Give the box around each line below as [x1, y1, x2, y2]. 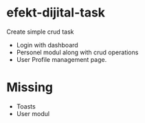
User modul [16, 109, 49, 118]
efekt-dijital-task [6, 5, 106, 21]
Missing [6, 80, 53, 96]
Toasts [16, 102, 36, 111]
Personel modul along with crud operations [16, 48, 139, 56]
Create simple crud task [6, 27, 74, 36]
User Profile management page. [16, 55, 107, 63]
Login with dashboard [16, 41, 78, 49]
